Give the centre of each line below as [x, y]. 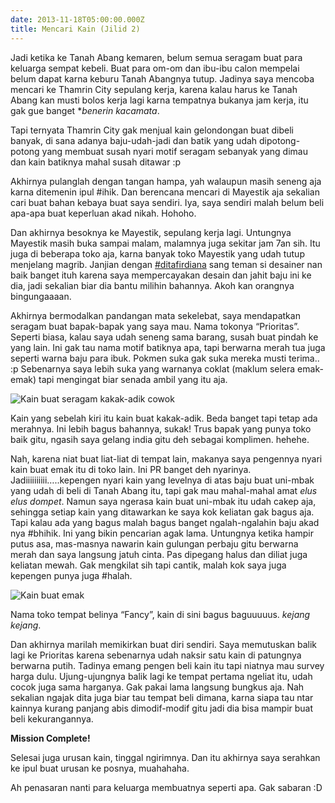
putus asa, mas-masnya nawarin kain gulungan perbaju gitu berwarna [154, 543]
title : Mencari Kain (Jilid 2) [75, 29]
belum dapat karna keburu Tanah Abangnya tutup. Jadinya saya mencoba [162, 78]
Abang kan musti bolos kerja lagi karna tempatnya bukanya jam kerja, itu [159, 100]
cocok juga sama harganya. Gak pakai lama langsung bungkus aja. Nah [157, 687]
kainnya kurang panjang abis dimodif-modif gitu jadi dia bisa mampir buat [162, 708]
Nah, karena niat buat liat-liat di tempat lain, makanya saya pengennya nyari [166, 458]
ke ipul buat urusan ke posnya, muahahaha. [100, 768]
